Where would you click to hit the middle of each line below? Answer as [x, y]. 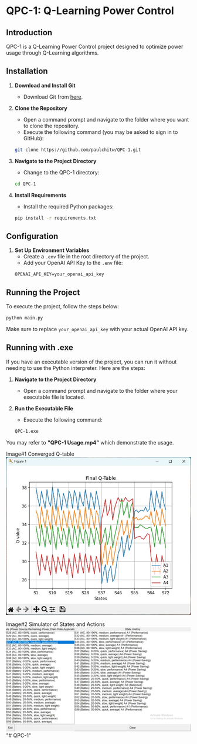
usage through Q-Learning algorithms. [52, 53]
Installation [27, 71]
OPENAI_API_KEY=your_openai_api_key [59, 274]
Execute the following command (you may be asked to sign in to [101, 132]
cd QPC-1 [25, 184]
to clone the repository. [52, 126]
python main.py [25, 318]
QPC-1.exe [27, 431]
